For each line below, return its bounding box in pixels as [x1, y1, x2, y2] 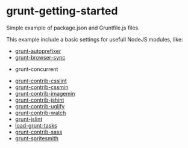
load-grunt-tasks [14, 122, 57, 129]
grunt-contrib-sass [14, 128, 63, 135]
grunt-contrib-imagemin [14, 90, 75, 97]
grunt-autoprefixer [14, 47, 61, 55]
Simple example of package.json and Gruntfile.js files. [6, 24, 140, 31]
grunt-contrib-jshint [14, 96, 64, 103]
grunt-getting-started [6, 4, 118, 18]
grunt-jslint [14, 116, 43, 123]
